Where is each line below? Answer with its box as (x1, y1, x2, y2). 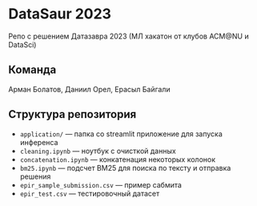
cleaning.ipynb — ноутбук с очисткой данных (19, 146, 176, 156)
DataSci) (8, 39, 37, 49)
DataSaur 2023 (8, 5, 112, 23)
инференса (19, 137, 58, 147)
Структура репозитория (8, 107, 137, 121)
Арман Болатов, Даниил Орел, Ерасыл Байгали (8, 84, 171, 94)
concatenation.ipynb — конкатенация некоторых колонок (19, 154, 216, 164)
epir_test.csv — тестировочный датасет (19, 188, 160, 198)
